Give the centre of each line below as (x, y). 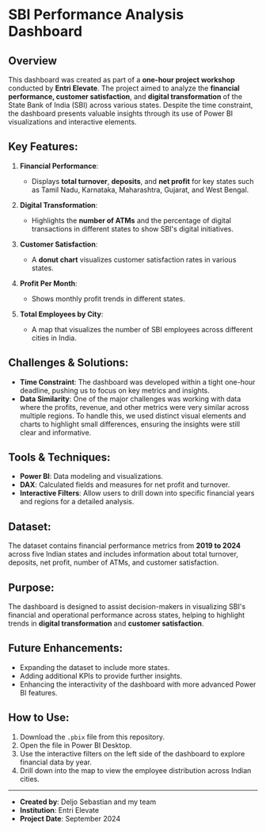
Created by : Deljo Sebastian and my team (88, 802)
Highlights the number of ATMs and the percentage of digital (131, 220)
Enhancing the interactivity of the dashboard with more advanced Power (138, 684)
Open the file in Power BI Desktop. (76, 745)
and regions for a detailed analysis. (77, 502)
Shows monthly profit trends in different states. (108, 298)
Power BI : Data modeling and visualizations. (91, 477)
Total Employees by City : (61, 314)
